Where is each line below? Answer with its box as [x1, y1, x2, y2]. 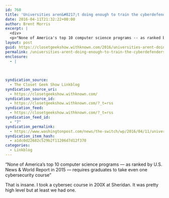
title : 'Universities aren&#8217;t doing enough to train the [5, 12, 138, 17]
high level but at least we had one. [5, 187, 76, 193]
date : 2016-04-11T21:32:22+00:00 [5, 17, 75, 22]
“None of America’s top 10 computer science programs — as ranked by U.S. [5, 161, 162, 167]
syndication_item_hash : [5, 134, 55, 139]
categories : [5, 143, 30, 148]
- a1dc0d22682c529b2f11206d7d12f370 [10, 138, 87, 143]
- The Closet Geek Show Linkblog [10, 82, 80, 87]
